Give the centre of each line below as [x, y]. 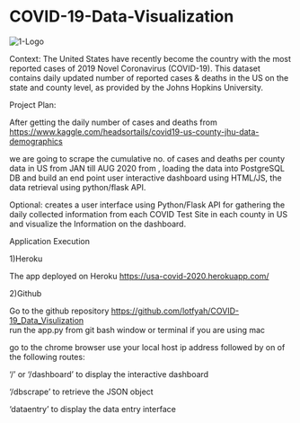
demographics [36, 141]
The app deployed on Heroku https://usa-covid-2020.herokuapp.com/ [139, 276]
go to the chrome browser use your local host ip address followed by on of [147, 347]
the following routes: [47, 357]
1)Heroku [26, 259]
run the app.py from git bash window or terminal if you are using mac [137, 330]
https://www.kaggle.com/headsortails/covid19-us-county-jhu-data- [134, 131]
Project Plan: [33, 104]
